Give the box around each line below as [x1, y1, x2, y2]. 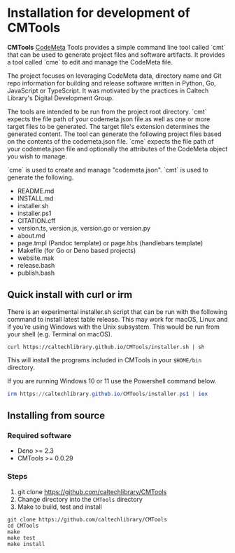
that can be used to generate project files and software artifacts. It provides [7, 50, 225, 59]
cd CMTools [7, 522, 39, 529]
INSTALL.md [17, 194, 54, 203]
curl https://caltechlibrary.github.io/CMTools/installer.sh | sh [7, 343, 205, 350]
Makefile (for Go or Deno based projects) [17, 246, 136, 254]
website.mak [17, 254, 55, 262]
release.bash [17, 261, 55, 269]
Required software [7, 430, 72, 440]
